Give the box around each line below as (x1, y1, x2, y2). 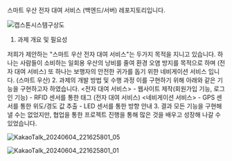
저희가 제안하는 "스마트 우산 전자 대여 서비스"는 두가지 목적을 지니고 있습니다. (7, 50, 216, 58)
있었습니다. (7, 120, 37, 127)
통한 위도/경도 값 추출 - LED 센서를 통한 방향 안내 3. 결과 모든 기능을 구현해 (19, 102, 222, 110)
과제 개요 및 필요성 (17, 35, 68, 44)
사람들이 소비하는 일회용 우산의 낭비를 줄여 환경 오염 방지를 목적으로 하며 (19, 59, 216, 67)
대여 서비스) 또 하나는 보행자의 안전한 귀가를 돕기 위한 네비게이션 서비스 (14, 68, 207, 75)
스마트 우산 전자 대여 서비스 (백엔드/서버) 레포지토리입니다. (7, 6, 166, 14)
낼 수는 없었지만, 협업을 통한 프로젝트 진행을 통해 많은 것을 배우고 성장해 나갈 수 (7, 111, 222, 119)
